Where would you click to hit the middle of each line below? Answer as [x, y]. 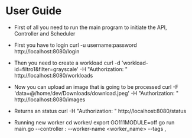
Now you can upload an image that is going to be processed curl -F [96, 86]
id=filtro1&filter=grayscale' [46, 69]
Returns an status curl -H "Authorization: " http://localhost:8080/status [100, 111]
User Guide [34, 11]
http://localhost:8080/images [50, 100]
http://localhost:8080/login [47, 51]
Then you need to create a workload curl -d [67, 63]
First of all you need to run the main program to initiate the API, [90, 27]
